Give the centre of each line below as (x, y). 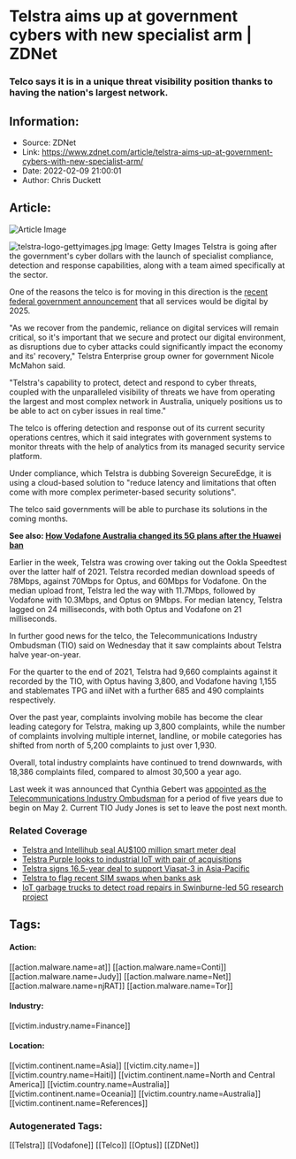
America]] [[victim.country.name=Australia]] (90, 1085)
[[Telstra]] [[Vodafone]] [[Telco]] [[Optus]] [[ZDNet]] (104, 1145)
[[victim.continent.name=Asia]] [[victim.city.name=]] (105, 1066)
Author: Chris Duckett (61, 180)
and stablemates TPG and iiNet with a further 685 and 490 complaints (137, 690)
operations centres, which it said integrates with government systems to (140, 437)
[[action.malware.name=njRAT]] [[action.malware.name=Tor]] (121, 986)
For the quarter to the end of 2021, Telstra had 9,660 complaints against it (144, 672)
